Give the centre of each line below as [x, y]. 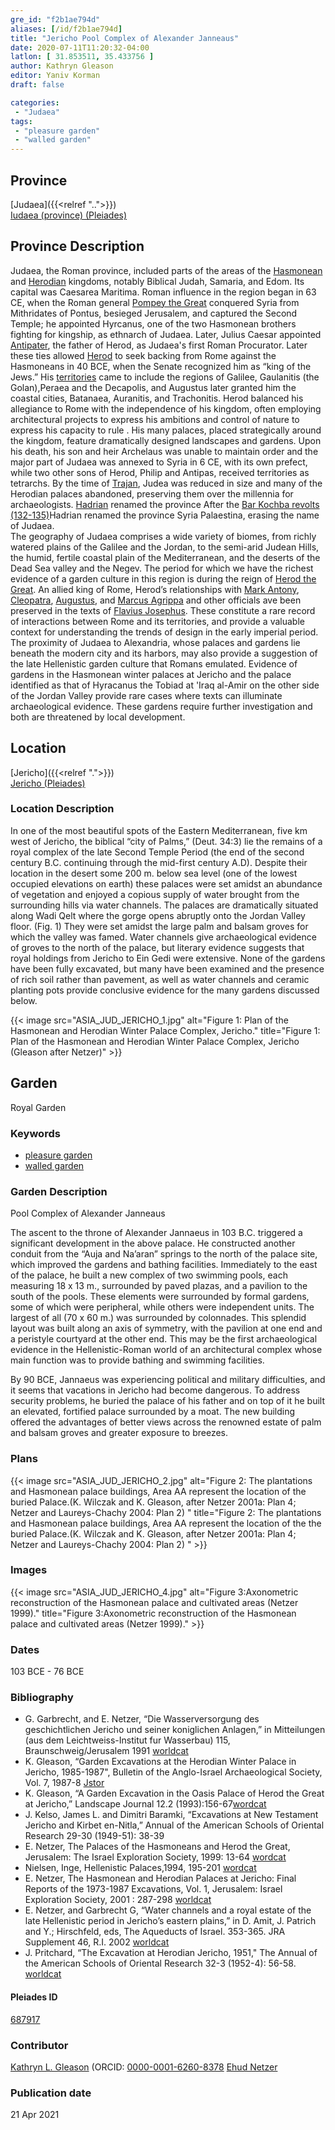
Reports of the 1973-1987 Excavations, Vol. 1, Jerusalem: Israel [153, 1889]
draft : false [37, 85]
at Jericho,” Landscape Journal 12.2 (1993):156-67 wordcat [145, 1804]
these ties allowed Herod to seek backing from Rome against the [143, 355]
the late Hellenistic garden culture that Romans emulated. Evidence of [154, 663]
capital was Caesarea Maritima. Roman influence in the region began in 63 [163, 292]
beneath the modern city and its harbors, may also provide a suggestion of [164, 653]
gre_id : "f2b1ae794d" [55, 19]
